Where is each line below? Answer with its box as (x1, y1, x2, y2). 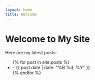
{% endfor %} (12, 70, 41, 76)
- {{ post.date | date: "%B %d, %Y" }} (12, 65, 90, 71)
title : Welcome (5, 12, 37, 17)
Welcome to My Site (5, 33, 90, 45)
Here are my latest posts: (5, 50, 57, 56)
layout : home (5, 7, 32, 12)
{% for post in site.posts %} (12, 59, 70, 65)
